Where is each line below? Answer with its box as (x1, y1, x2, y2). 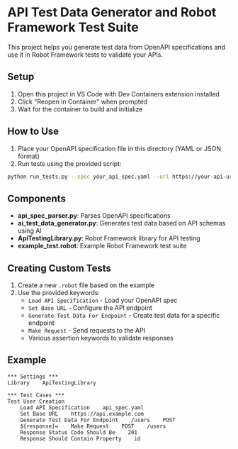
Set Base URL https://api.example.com (20, 410, 144, 417)
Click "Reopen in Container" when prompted (17, 97, 147, 106)
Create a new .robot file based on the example (17, 281, 155, 289)
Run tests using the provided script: (17, 159, 122, 167)
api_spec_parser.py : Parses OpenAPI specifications (17, 211, 171, 220)
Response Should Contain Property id (20, 435, 141, 442)
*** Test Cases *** (7, 392, 65, 399)
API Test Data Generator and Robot (7, 4, 217, 21)
